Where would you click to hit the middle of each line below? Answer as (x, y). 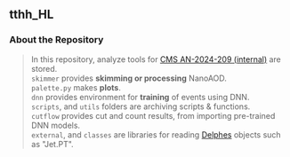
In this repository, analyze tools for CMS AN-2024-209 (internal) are (156, 59)
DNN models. (56, 125)
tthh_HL (32, 15)
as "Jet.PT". (52, 144)
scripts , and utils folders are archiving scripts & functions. (141, 106)
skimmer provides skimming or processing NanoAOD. (129, 78)
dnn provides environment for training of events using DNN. (140, 97)
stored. (44, 68)
